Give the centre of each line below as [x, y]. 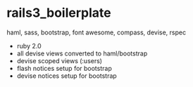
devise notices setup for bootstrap [67, 76]
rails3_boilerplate [59, 13]
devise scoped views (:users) [60, 60]
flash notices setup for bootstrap [64, 68]
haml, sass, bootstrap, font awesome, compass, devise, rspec [96, 32]
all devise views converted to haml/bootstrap [82, 53]
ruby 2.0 [29, 46]
